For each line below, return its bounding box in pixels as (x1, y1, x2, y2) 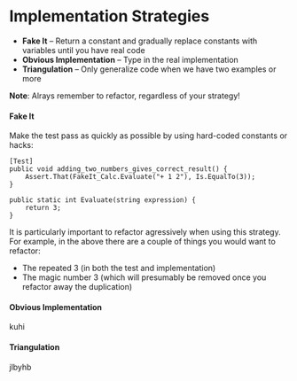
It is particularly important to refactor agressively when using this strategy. (9, 227, 281, 237)
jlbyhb (9, 362, 32, 372)
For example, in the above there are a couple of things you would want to (9, 237, 277, 247)
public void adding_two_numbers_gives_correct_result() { (9, 165, 228, 174)
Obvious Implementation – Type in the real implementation (21, 54, 239, 65)
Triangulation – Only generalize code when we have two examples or (21, 64, 277, 74)
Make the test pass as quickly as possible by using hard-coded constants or (9, 130, 288, 141)
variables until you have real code (21, 44, 145, 55)
